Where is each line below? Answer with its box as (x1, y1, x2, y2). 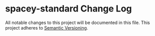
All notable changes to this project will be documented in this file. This (5, 19, 150, 25)
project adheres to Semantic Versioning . (5, 24, 88, 30)
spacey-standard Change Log (5, 3, 132, 14)
